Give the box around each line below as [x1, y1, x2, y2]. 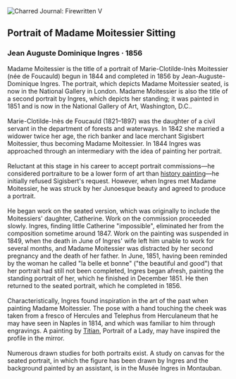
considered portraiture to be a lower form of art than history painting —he [7, 169, 220, 178]
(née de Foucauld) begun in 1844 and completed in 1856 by [7, 72, 180, 80]
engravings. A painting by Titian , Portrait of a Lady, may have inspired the [7, 326, 221, 335]
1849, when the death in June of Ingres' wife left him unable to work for [7, 236, 215, 245]
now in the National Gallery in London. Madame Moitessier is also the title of [7, 87, 228, 95]
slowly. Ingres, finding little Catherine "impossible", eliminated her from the [7, 221, 224, 230]
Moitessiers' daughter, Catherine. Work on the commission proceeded [7, 214, 211, 223]
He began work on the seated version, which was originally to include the [7, 206, 221, 215]
